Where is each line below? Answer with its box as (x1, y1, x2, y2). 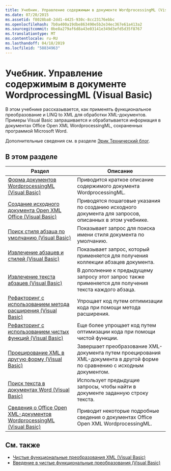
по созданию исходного (77, 204, 137, 211)
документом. (77, 368, 109, 375)
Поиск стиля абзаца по (8, 228, 65, 235)
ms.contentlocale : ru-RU (5, 36, 58, 41)
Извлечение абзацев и (8, 249, 64, 256)
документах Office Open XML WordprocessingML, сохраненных (5, 122, 143, 128)
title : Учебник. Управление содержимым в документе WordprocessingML (5, 7, 156, 13)
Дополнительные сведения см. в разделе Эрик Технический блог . (5, 137, 150, 144)
